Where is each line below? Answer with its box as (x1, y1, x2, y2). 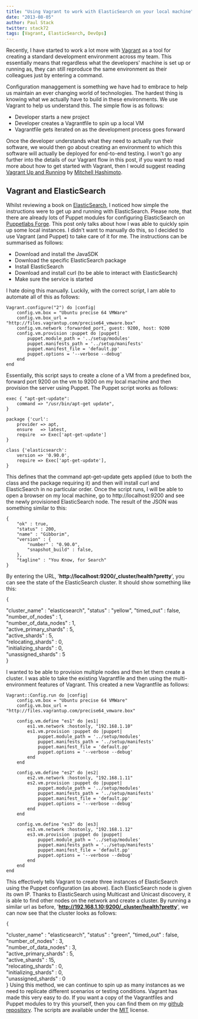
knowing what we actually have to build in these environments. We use (6, 96, 178, 103)
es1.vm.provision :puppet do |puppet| (27, 728, 123, 734)
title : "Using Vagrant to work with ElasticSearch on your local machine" (6, 8, 194, 15)
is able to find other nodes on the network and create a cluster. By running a (6, 897, 191, 904)
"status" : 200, (16, 526, 57, 532)
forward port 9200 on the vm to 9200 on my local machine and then (6, 378, 172, 385)
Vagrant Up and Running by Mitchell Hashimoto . (6, 169, 123, 176)
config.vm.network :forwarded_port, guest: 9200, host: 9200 (16, 325, 170, 331)
